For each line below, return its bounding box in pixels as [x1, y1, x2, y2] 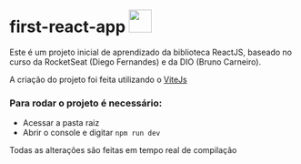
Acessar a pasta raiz [22, 118, 100, 128]
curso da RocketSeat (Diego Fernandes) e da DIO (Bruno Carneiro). [9, 56, 262, 67]
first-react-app [9, 16, 125, 37]
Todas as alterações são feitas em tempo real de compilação [9, 145, 237, 156]
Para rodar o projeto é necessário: [9, 97, 163, 109]
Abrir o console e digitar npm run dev [22, 128, 161, 138]
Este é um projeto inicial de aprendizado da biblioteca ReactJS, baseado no [9, 46, 293, 57]
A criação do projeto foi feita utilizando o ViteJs [9, 74, 188, 85]
